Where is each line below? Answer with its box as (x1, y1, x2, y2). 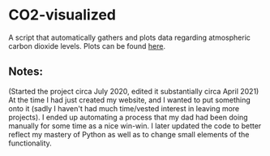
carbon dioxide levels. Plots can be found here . (8, 41, 166, 50)
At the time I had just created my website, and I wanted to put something (8, 95, 251, 105)
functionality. (8, 138, 53, 148)
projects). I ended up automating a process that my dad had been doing (8, 112, 249, 122)
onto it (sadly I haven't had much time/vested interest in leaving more (8, 103, 240, 113)
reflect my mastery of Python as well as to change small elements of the (8, 129, 250, 139)
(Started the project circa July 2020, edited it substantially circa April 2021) (8, 86, 259, 96)
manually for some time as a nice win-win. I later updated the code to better (8, 120, 262, 131)
